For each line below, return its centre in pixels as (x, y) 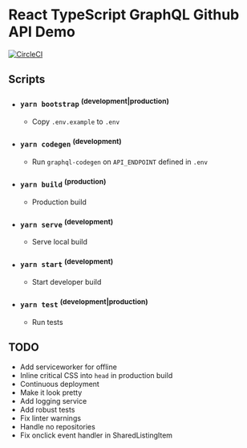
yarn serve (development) (67, 223)
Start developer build (67, 282)
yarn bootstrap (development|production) (95, 103)
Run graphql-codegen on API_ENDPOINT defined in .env (120, 162)
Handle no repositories (58, 426)
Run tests (47, 322)
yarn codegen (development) (71, 143)
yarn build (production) (63, 183)
